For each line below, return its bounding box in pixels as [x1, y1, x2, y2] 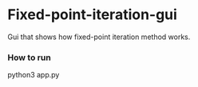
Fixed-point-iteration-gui [7, 6, 177, 24]
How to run [7, 52, 51, 63]
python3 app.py [7, 70, 60, 80]
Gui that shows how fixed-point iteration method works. [7, 32, 191, 42]
